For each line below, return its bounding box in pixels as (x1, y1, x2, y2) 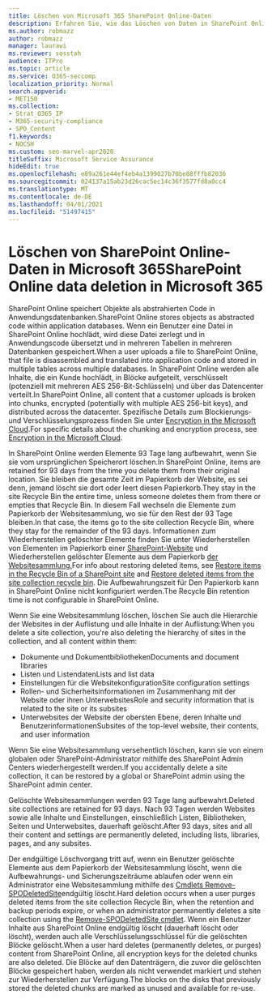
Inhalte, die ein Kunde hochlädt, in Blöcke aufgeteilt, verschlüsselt (8, 373, 228, 382)
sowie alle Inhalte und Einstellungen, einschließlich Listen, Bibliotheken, (8, 813, 247, 822)
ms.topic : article (8, 65, 70, 73)
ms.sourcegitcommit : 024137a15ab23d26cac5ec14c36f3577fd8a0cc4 (8, 177, 227, 186)
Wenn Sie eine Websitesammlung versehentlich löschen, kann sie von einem (8, 745, 264, 755)
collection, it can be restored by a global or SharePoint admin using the (8, 771, 245, 781)
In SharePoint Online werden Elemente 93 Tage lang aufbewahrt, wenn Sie (8, 449, 257, 459)
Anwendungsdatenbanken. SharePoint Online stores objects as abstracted (8, 313, 255, 322)
